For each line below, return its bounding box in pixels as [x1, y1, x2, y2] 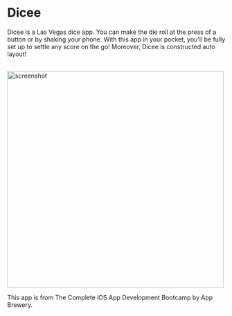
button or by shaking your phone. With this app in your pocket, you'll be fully [7, 35, 226, 43]
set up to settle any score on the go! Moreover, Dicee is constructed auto [7, 42, 216, 51]
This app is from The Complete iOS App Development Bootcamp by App [7, 293, 213, 301]
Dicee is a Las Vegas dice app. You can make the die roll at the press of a [7, 28, 217, 36]
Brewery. [7, 300, 33, 309]
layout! [7, 50, 26, 58]
